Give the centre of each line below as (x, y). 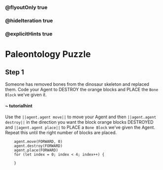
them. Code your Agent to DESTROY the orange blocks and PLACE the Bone (82, 89)
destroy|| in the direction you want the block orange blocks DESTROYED (79, 122)
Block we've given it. (26, 95)
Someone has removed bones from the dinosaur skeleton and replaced (77, 84)
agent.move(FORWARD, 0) (38, 141)
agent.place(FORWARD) (36, 150)
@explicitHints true (29, 34)
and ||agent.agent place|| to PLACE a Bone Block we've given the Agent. (80, 127)
